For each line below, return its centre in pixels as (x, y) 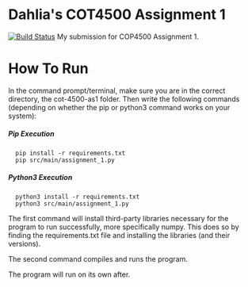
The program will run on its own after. (69, 274)
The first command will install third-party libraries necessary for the (118, 218)
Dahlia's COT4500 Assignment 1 (117, 15)
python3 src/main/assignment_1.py (72, 204)
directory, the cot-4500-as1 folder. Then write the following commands (124, 99)
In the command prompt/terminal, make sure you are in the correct (117, 90)
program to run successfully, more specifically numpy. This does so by (124, 227)
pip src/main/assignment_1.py (65, 160)
